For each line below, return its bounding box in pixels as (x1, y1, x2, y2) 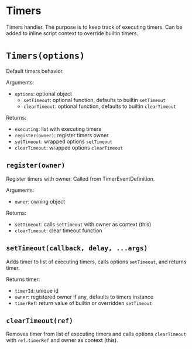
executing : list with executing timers (14, 125, 101, 133)
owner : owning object (14, 198, 66, 205)
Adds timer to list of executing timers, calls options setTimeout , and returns (6, 258, 187, 265)
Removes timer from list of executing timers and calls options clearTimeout (6, 330, 187, 338)
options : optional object (14, 90, 72, 97)
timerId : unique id (14, 287, 59, 294)
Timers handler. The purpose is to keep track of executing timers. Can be (6, 23, 183, 31)
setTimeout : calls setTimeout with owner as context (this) (14, 221, 152, 228)
